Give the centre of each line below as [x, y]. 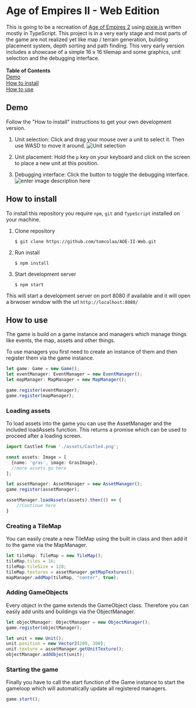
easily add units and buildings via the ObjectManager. [71, 611]
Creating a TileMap [34, 526]
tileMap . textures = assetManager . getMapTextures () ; [70, 572]
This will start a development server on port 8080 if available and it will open [98, 295]
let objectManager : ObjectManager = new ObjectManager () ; [78, 622]
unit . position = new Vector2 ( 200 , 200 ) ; [56, 644]
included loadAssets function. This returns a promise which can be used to [97, 430]
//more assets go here [39, 468]
